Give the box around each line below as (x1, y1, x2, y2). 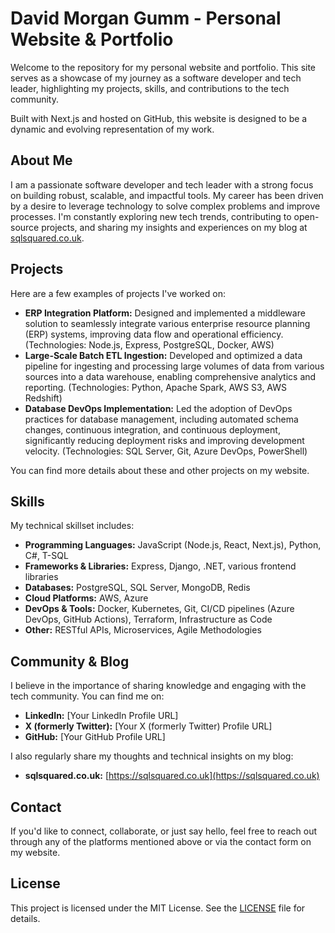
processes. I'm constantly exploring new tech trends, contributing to (10, 210, 292, 222)
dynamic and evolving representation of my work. (10, 123, 215, 135)
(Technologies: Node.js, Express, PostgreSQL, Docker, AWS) (24, 338, 275, 351)
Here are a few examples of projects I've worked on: (10, 287, 226, 299)
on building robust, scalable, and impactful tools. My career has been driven (10, 189, 324, 201)
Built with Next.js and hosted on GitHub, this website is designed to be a (10, 112, 308, 124)
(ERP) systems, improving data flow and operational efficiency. (24, 328, 284, 340)
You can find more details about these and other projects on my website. (10, 464, 310, 476)
